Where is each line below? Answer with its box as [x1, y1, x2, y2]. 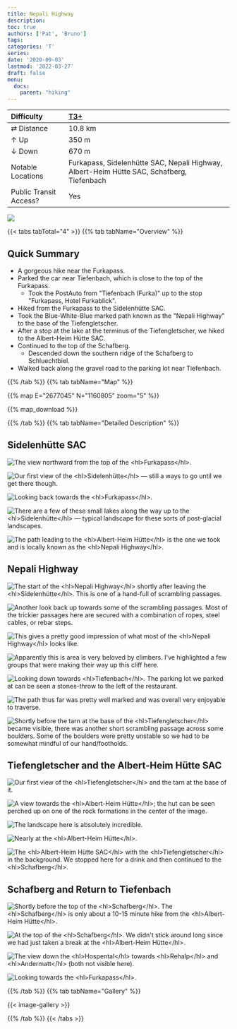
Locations [11, 171, 44, 181]
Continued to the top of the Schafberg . [17, 341, 130, 350]
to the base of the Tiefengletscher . [17, 319, 119, 327]
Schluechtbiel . [28, 356, 71, 364]
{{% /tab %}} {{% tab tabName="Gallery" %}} [7, 987, 141, 996]
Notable [11, 162, 37, 172]
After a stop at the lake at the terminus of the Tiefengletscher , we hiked [17, 326, 224, 335]
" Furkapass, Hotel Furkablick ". [28, 296, 116, 304]
